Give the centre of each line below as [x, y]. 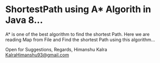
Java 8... [24, 20]
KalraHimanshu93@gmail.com [37, 55]
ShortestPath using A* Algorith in [78, 9]
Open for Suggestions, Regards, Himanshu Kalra [56, 49]
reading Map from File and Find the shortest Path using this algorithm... [80, 40]
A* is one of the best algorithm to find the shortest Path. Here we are [77, 34]
